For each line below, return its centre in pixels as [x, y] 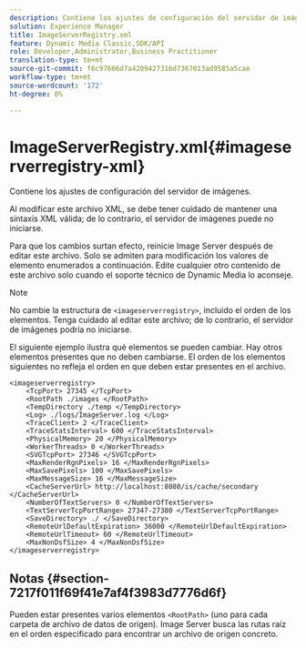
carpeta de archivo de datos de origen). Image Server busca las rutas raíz [148, 624]
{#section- [78, 578]
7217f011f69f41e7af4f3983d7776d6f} [118, 592]
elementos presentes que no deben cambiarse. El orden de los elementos [148, 357]
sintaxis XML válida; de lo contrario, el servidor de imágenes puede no [142, 218]
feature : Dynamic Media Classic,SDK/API [87, 43]
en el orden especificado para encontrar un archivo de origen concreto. [144, 634]
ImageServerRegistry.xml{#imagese [151, 147]
